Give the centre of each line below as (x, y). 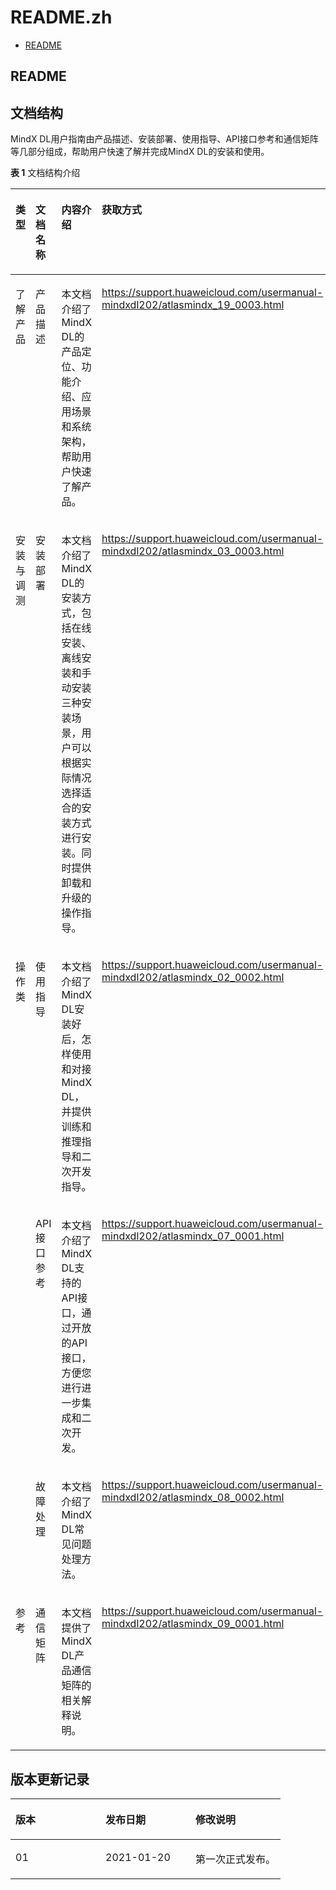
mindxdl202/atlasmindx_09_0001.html (193, 1624)
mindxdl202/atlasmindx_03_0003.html (193, 551)
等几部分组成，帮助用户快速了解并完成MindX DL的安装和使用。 (140, 152)
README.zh (61, 17)
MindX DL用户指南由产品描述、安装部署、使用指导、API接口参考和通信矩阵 (164, 139)
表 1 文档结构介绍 (45, 173)
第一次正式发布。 (236, 1859)
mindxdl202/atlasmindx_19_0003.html (193, 305)
